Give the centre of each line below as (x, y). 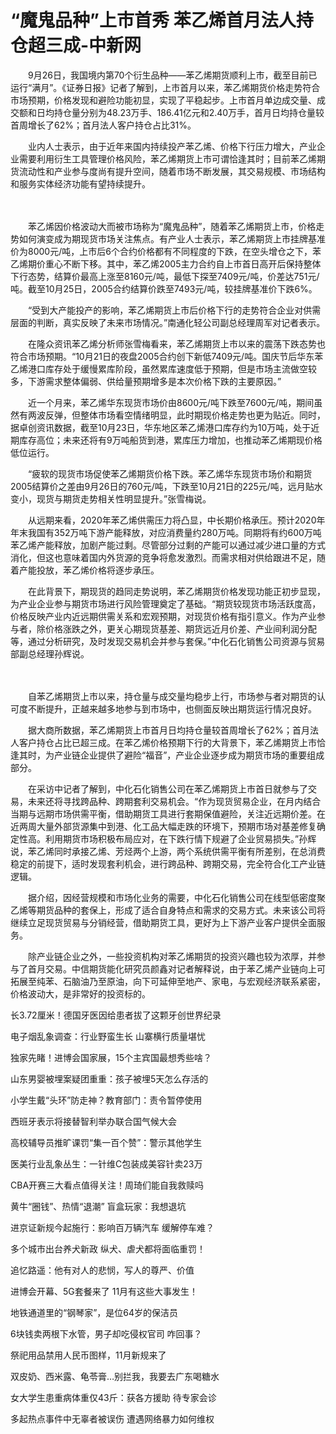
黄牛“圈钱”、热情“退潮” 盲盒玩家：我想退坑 (98, 1206)
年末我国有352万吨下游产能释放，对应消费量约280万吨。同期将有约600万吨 (166, 532)
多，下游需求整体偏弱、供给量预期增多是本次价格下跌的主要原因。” (146, 381)
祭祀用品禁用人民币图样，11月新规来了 (88, 1355)
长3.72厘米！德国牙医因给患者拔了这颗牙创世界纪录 (116, 1015)
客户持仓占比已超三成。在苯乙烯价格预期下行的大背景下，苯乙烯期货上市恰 (172, 742)
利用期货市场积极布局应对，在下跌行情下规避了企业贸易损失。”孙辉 (180, 838)
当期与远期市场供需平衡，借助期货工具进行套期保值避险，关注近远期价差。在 (168, 813)
